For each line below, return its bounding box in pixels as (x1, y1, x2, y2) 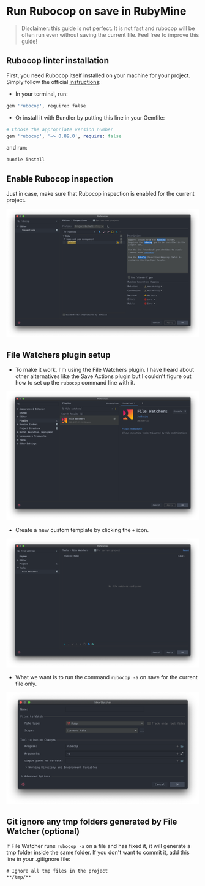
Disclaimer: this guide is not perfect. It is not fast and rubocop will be (21, 25, 195, 32)
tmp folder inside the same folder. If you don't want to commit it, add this (6, 849, 190, 857)
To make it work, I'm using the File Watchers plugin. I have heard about (15, 366, 195, 374)
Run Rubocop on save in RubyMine (6, 4, 187, 18)
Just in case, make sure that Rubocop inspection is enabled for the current (6, 190, 195, 198)
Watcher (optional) (6, 826, 80, 836)
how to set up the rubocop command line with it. (15, 379, 136, 387)
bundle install (6, 156, 45, 163)
